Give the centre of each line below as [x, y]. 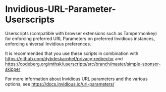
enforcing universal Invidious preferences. [48, 44]
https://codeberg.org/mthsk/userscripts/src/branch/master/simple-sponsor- [83, 64]
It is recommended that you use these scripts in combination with [72, 53]
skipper [13, 69]
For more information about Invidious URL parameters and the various [76, 79]
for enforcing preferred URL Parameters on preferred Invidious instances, [80, 39]
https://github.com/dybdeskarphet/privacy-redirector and [64, 58]
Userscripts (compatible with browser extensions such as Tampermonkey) [81, 33]
